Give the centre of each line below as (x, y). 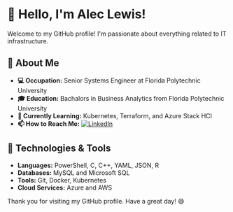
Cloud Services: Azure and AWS (65, 188)
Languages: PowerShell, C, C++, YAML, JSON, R (88, 165)
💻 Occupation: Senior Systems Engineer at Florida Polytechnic (109, 80)
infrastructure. (28, 41)
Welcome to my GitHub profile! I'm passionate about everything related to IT (117, 34)
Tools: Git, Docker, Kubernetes (62, 180)
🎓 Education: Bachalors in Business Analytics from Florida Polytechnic (121, 98)
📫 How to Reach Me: (49, 123)
